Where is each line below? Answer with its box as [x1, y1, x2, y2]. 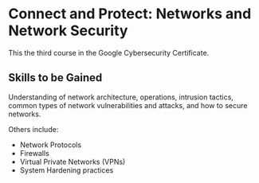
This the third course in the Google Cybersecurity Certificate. [8, 48, 210, 57]
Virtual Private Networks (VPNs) [19, 157, 126, 166]
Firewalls [19, 148, 49, 158]
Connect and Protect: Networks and [8, 5, 252, 23]
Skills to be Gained [8, 71, 103, 84]
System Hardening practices [19, 165, 114, 175]
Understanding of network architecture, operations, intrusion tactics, [8, 92, 233, 102]
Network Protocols [19, 140, 82, 150]
